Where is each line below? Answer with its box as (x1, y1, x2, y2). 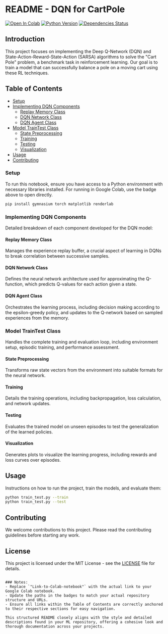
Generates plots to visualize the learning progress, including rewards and (5, 451, 157, 458)
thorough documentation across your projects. (5, 624, 105, 629)
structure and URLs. (5, 597, 49, 602)
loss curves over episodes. (5, 457, 61, 463)
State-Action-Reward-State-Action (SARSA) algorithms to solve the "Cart (5, 54, 157, 60)
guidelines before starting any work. (5, 532, 80, 539)
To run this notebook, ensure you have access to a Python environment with (5, 181, 163, 187)
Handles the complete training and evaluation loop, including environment (5, 338, 158, 345)
